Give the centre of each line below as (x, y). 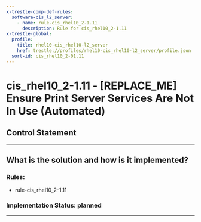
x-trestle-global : (29, 34)
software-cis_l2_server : (42, 17)
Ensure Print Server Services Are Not (100, 98)
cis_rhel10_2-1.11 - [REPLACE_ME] (92, 86)
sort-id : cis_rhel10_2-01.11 (48, 56)
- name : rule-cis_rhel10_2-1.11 (57, 23)
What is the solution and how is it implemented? (97, 160)
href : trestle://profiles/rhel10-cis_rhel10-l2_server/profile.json (104, 51)
